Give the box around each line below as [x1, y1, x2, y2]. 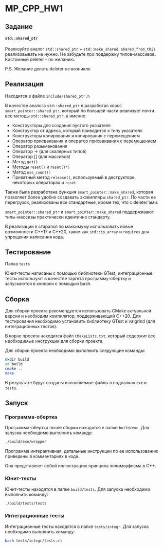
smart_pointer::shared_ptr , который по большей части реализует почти [5, 108, 154, 113]
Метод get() [12, 158, 38, 164]
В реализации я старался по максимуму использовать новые [5, 223, 134, 229]
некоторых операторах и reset [12, 179, 76, 185]
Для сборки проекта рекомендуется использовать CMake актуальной [5, 308, 152, 314]
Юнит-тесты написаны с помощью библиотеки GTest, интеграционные [5, 270, 153, 276]
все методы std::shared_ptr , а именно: [5, 113, 87, 119]
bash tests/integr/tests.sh [5, 538, 62, 543]
